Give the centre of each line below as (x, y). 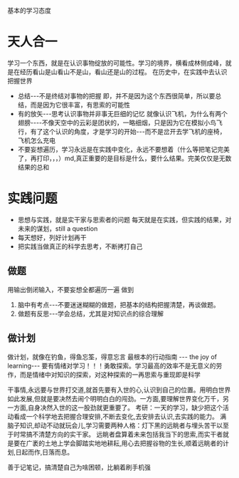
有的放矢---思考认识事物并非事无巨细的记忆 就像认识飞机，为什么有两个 (123, 113)
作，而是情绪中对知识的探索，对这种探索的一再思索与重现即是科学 (104, 374)
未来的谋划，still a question (58, 228)
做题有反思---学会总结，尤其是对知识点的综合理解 (91, 313)
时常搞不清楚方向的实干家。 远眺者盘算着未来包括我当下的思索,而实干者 (118, 434)
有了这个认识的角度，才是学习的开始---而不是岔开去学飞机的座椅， (128, 131)
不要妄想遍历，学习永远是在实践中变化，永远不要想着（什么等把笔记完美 (123, 149)
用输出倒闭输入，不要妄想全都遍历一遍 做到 (70, 289)
